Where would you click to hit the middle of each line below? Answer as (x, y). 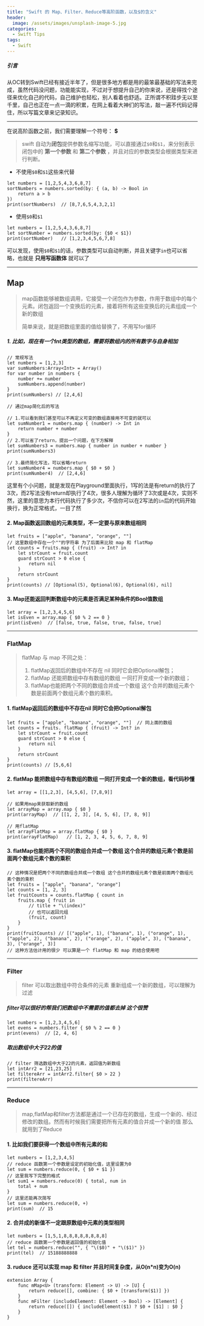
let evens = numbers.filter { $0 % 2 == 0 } (64, 1028)
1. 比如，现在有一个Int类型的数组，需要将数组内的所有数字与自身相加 (92, 341)
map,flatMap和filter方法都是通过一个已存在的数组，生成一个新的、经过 (109, 1114)
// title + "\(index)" (57, 905)
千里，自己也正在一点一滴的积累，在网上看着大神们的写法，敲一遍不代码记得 (102, 105)
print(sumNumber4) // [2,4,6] (46, 473)
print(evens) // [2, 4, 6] (42, 1033)
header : (17, 18)
